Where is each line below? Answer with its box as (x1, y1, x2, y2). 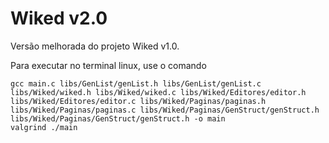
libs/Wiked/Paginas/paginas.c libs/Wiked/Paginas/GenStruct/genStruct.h (10, 105, 320, 115)
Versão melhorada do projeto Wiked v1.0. (10, 40, 180, 52)
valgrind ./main (10, 122, 78, 132)
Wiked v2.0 (10, 7, 108, 30)
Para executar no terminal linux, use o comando (10, 59, 207, 71)
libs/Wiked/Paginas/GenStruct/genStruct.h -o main (10, 113, 226, 124)
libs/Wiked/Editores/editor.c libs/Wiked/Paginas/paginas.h (10, 96, 267, 106)
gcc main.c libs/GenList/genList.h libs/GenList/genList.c (10, 78, 262, 89)
